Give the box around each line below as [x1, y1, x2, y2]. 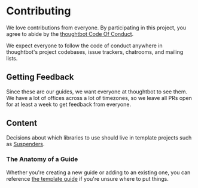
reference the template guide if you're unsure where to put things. [6, 175, 169, 182]
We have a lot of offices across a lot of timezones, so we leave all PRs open [6, 94, 193, 101]
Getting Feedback [6, 72, 74, 82]
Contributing [6, 4, 71, 18]
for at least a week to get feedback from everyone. [6, 101, 132, 108]
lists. [6, 54, 18, 62]
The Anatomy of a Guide [6, 155, 78, 163]
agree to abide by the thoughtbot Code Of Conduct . [6, 30, 134, 37]
